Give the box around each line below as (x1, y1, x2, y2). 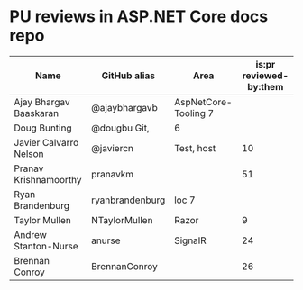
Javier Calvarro (14, 136, 79, 149)
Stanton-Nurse (14, 240, 78, 252)
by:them (247, 80, 284, 93)
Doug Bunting (14, 122, 72, 134)
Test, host (174, 141, 216, 154)
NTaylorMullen (91, 213, 153, 226)
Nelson (14, 147, 44, 159)
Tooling (174, 106, 206, 119)
